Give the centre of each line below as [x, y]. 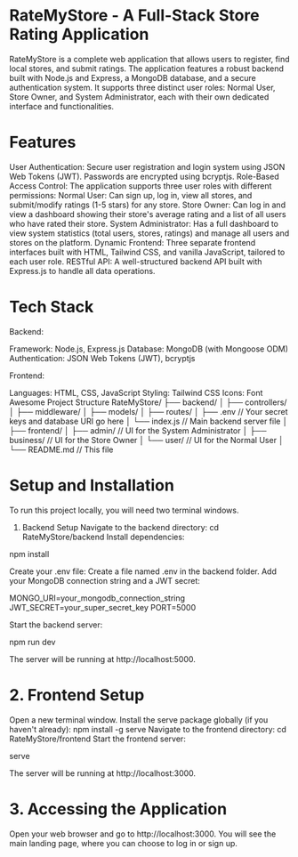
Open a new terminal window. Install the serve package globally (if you [139, 720]
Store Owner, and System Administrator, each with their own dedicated [139, 97]
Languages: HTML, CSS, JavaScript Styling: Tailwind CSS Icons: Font [136, 392]
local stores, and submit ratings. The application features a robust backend [147, 69]
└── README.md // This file [61, 449]
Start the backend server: [56, 625]
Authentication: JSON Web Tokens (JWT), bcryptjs [102, 358]
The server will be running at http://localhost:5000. [102, 659]
